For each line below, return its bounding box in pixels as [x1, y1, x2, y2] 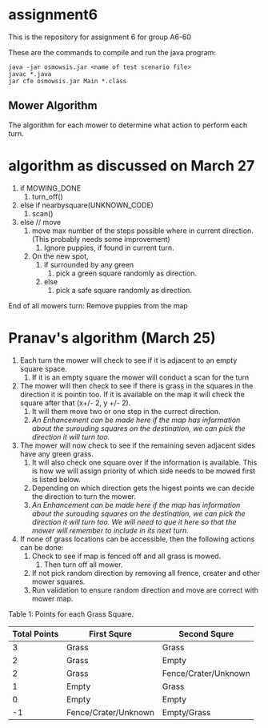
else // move [19, 217, 62, 227]
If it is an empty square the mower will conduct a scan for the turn [31, 372, 250, 382]
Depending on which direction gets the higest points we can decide [31, 483, 254, 493]
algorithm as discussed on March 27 [8, 156, 255, 175]
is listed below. [31, 474, 82, 484]
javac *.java [8, 70, 52, 78]
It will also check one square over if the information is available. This [31, 457, 258, 467]
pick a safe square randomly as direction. [55, 285, 192, 295]
